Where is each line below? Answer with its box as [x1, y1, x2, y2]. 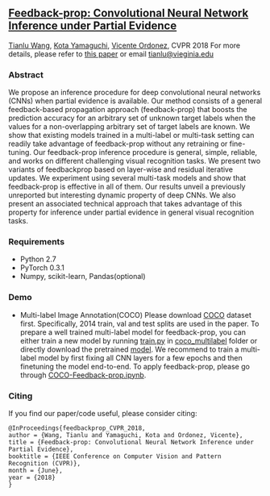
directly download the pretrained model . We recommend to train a [19, 344, 239, 354]
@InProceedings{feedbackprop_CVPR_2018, [8, 424, 147, 432]
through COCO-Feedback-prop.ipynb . [19, 370, 147, 380]
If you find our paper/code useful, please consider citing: [8, 409, 197, 418]
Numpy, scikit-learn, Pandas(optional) [19, 272, 147, 281]
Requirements [8, 236, 65, 248]
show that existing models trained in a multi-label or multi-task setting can [8, 131, 255, 140]
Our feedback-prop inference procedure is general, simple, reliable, [33, 148, 258, 157]
